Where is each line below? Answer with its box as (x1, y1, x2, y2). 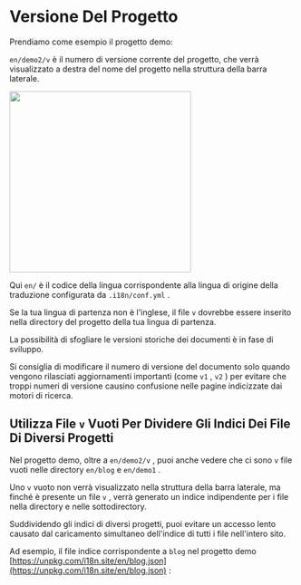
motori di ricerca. (9, 389, 74, 400)
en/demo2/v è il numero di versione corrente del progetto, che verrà (9, 53, 260, 64)
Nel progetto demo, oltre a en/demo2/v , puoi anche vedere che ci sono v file (9, 455, 293, 465)
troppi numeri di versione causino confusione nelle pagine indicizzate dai (9, 380, 283, 391)
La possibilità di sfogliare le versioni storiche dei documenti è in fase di (9, 333, 274, 345)
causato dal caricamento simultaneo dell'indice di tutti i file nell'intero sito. (9, 528, 286, 539)
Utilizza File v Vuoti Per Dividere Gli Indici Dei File (9, 417, 291, 432)
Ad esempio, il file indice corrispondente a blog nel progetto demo (9, 545, 257, 556)
